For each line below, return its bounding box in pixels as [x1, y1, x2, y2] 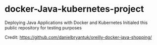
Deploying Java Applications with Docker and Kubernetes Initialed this [4, 20, 148, 25]
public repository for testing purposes [4, 24, 82, 30]
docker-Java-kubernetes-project [4, 3, 144, 15]
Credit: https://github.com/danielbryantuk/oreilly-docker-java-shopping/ [4, 34, 152, 40]
